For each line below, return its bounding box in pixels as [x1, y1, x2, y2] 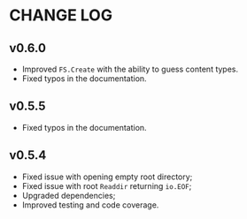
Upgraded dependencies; [21, 190, 116, 200]
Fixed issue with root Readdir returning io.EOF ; [21, 180, 192, 191]
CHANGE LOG [9, 5, 113, 26]
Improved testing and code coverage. [21, 200, 159, 210]
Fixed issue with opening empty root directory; [21, 171, 193, 182]
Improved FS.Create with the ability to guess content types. [21, 64, 239, 74]
